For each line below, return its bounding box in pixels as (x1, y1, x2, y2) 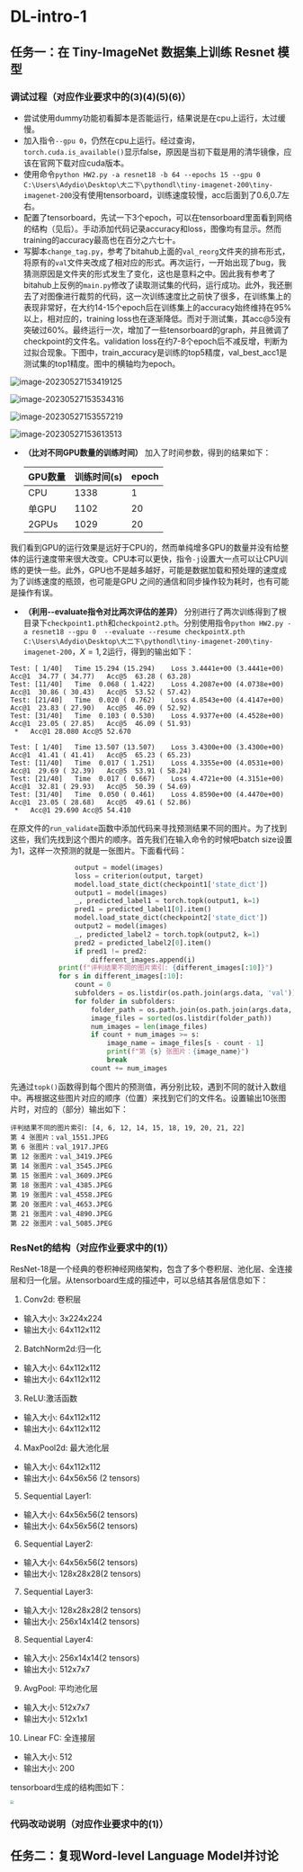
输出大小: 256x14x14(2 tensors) (22, 1617, 140, 1627)
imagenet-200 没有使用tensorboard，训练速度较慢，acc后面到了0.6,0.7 (22, 189, 282, 200)
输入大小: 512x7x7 (22, 1702, 91, 1713)
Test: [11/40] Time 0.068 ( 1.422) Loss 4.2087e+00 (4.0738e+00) (10, 679, 284, 689)
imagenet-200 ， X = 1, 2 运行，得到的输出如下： (22, 646, 194, 657)
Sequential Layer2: (22, 1538, 94, 1549)
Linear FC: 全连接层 (22, 1733, 96, 1743)
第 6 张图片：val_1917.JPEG (10, 1142, 109, 1151)
